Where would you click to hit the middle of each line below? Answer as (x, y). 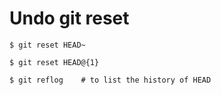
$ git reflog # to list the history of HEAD (110, 80)
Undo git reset (69, 18)
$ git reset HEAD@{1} (54, 62)
